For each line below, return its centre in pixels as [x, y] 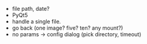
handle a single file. [36, 21]
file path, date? [31, 9]
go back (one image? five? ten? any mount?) [67, 28]
